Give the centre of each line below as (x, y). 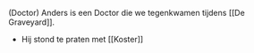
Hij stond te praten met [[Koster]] (82, 39)
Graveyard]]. (32, 22)
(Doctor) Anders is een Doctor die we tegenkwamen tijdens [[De (127, 13)
